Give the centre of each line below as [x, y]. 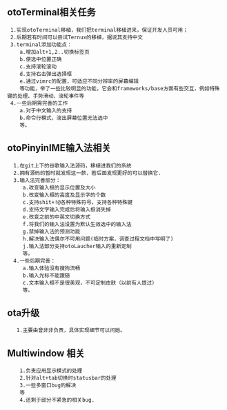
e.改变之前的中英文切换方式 [57, 217]
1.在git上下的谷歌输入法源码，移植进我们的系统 [72, 165]
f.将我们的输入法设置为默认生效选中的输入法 [77, 224]
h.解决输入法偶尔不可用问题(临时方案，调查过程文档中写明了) [98, 239]
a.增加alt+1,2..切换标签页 [55, 52]
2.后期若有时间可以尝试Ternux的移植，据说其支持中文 [77, 37]
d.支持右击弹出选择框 [46, 74]
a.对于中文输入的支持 [46, 110]
